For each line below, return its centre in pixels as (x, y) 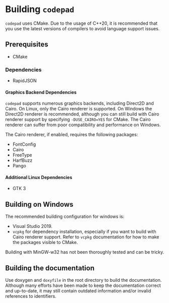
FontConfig (24, 144)
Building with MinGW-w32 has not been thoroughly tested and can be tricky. (85, 252)
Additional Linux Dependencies (39, 177)
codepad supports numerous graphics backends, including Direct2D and (79, 103)
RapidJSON (24, 81)
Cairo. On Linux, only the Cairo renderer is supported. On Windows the (79, 109)
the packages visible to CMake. (45, 243)
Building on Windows (39, 204)
